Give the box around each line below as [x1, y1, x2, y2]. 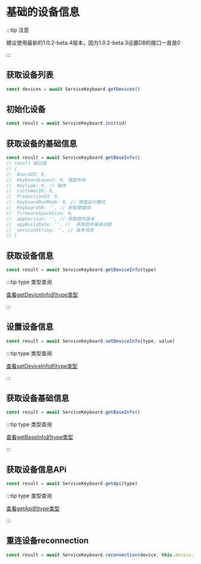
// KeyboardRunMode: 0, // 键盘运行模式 [6, 199, 106, 205]
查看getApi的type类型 [6, 505, 60, 512]
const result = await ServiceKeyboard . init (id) [6, 120, 127, 126]
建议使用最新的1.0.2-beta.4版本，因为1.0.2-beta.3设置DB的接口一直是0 [6, 39, 181, 46]
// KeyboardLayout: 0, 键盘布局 [6, 177, 86, 183]
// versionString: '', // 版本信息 [6, 227, 94, 233]
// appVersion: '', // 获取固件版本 [6, 216, 95, 222]
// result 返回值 [6, 160, 47, 166]
